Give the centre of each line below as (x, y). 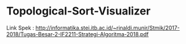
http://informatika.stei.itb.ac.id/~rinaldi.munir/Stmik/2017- (108, 28)
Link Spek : (20, 28)
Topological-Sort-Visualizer (78, 11)
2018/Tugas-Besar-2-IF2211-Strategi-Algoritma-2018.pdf (78, 34)
